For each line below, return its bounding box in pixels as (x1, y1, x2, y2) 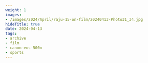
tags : (5, 31, 17, 36)
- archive (5, 36, 27, 41)
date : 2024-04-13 (5, 26, 43, 31)
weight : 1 (5, 7, 27, 13)
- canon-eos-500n (5, 45, 43, 50)
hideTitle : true (5, 21, 40, 27)
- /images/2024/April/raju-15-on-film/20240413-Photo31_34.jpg (5, 17, 143, 22)
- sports (5, 50, 24, 55)
